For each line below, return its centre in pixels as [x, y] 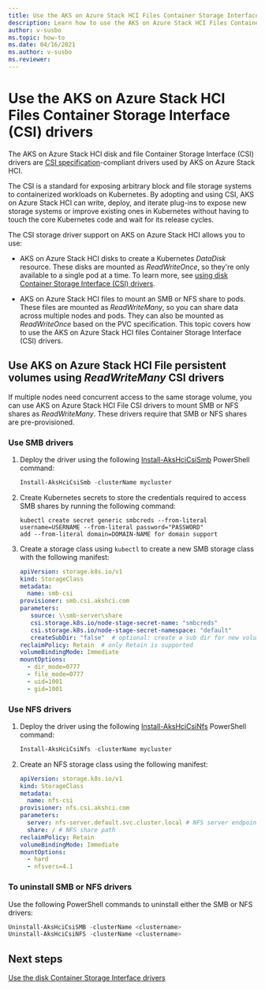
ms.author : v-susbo [40, 52]
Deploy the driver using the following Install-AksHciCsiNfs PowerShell [133, 726]
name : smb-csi [50, 594]
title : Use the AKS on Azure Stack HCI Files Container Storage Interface [134, 15]
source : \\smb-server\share [77, 616]
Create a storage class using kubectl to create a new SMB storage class [137, 548]
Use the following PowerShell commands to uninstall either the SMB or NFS [131, 904]
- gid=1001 [45, 689]
